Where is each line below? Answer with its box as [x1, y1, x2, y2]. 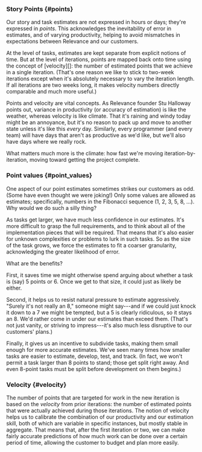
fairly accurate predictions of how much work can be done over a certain [6, 432, 188, 439]
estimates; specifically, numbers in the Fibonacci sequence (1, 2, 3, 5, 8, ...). [6, 198, 195, 205]
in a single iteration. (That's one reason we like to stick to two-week [6, 69, 174, 76]
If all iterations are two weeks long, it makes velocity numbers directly [6, 81, 180, 89]
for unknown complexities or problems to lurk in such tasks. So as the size [6, 235, 191, 243]
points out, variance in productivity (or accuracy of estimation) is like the [6, 106, 186, 113]
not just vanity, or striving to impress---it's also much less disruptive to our [6, 322, 192, 329]
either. [6, 284, 22, 291]
